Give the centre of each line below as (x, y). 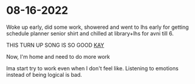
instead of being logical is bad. (44, 74)
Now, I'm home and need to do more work (58, 56)
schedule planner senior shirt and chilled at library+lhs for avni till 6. (90, 33)
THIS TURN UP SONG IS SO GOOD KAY (55, 45)
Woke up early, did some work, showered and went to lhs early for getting (97, 27)
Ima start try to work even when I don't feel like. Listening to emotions (92, 68)
